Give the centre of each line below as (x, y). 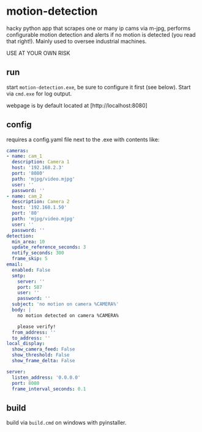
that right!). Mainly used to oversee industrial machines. (77, 41)
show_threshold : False (41, 355)
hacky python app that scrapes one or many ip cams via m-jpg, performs (99, 28)
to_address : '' (31, 338)
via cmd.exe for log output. (39, 94)
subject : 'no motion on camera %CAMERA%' (65, 304)
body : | (22, 310)
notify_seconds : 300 (38, 253)
